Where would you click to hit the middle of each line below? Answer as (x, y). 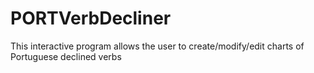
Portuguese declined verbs (66, 56)
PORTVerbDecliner (91, 18)
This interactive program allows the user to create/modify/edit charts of (157, 46)
